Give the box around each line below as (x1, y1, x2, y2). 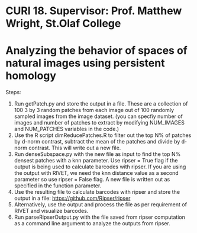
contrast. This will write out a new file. (28, 144, 121, 152)
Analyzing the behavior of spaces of (5, 44, 188, 58)
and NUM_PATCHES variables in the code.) (14, 126, 120, 133)
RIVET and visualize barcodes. (14, 208, 89, 215)
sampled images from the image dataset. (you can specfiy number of (14, 113, 183, 120)
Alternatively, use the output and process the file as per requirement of (14, 201, 188, 208)
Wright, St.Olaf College (5, 17, 121, 30)
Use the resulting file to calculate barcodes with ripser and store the (14, 189, 180, 196)
